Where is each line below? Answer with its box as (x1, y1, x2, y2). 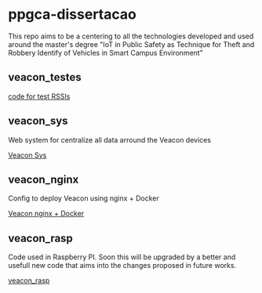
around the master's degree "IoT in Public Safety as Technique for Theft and (8, 39, 255, 49)
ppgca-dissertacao (8, 5, 137, 24)
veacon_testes (8, 71, 82, 84)
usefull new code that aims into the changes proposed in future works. (8, 261, 237, 270)
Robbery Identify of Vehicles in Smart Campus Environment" (8, 48, 204, 57)
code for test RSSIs (8, 92, 71, 101)
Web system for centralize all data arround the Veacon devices (8, 135, 212, 144)
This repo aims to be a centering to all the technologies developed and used (8, 31, 254, 41)
